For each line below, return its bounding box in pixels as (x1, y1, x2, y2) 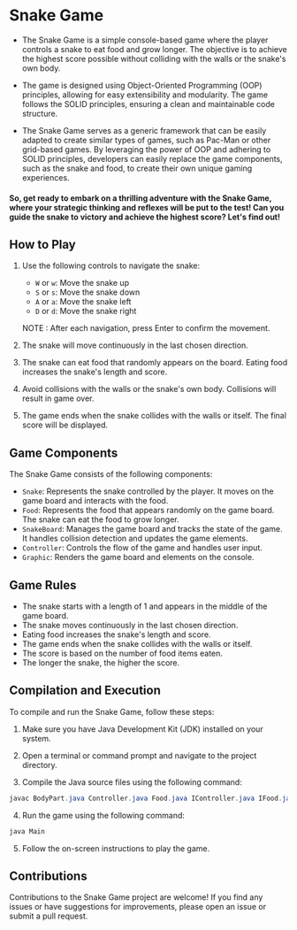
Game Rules (9, 577, 77, 593)
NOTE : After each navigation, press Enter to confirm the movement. (21, 323, 270, 334)
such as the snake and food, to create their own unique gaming (21, 163, 253, 173)
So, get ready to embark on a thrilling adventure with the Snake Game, (9, 192, 272, 204)
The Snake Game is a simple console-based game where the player (21, 35, 269, 45)
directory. (21, 759, 57, 770)
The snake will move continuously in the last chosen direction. (21, 340, 249, 350)
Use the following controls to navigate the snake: (21, 260, 201, 271)
